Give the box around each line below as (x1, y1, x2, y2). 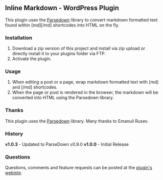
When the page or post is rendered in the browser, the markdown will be (12, 90, 158, 95)
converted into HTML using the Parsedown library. (12, 95, 114, 101)
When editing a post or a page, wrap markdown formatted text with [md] (12, 79, 159, 85)
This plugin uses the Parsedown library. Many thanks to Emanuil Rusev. (5, 118, 149, 124)
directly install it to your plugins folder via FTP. (12, 51, 106, 57)
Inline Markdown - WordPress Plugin (5, 4, 119, 12)
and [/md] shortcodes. (12, 84, 58, 90)
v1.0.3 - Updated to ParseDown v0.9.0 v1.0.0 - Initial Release (5, 141, 129, 147)
